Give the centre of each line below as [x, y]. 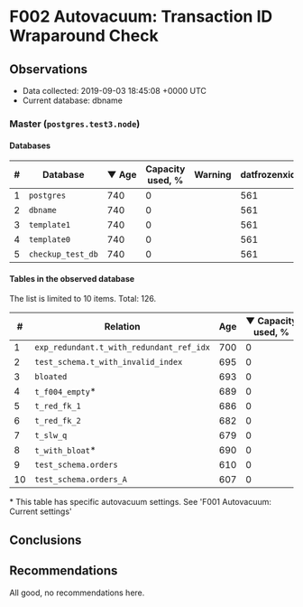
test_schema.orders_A [81, 480]
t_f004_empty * [65, 392]
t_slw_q [51, 436]
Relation [122, 327]
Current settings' [41, 511]
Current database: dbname [73, 100]
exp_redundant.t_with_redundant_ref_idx [122, 348]
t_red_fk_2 [58, 421]
